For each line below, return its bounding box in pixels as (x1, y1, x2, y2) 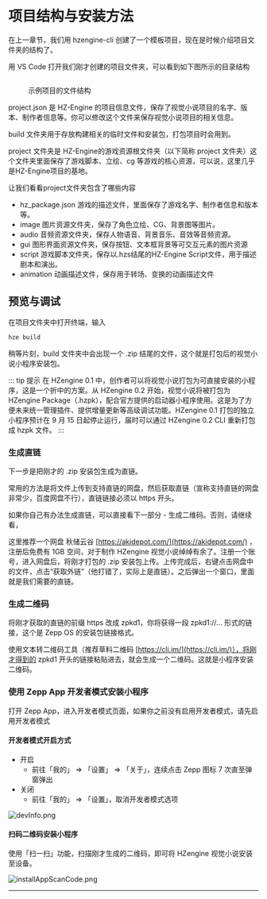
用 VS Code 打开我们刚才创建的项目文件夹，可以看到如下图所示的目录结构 (8, 61, 250, 71)
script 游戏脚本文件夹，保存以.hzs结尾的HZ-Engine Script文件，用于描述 (19, 249, 257, 259)
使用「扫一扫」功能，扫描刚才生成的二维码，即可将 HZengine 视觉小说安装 (8, 848, 253, 858)
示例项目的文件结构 (28, 85, 91, 95)
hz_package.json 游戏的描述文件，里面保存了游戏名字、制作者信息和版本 (19, 199, 258, 209)
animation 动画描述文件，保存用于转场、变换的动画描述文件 (19, 269, 215, 279)
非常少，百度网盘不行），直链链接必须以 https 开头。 (8, 493, 179, 503)
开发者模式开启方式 (8, 735, 72, 745)
